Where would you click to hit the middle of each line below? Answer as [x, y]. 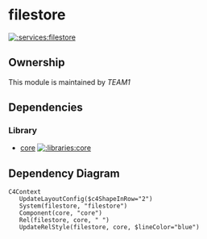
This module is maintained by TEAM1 [69, 82]
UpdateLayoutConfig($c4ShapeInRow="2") [86, 199]
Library [23, 131]
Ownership [37, 63]
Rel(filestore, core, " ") [64, 220]
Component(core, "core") [61, 213]
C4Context [25, 192]
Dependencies [46, 108]
